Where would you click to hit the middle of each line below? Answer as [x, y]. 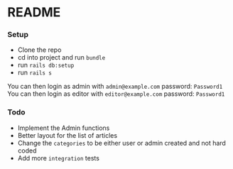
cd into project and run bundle [61, 58]
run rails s [34, 72]
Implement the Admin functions [64, 128]
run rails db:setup [46, 65]
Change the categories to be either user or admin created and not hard [121, 143]
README [34, 12]
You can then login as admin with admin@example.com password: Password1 [115, 87]
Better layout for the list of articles [67, 135]
